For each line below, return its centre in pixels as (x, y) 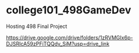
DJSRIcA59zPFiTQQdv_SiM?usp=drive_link (58, 44)
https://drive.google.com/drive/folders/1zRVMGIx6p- (69, 37)
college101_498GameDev (69, 10)
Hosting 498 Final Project (37, 26)
